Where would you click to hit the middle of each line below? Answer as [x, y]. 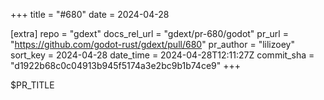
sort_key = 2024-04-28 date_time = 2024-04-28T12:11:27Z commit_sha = [162, 55]
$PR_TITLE [32, 85]
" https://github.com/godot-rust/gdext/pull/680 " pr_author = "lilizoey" [152, 44]
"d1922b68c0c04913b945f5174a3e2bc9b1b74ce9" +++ [125, 65]
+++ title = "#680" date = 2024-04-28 [90, 14]
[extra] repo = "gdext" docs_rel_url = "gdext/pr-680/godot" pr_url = [149, 33]
